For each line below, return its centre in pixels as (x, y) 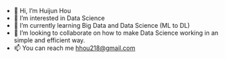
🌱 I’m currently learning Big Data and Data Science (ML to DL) (102, 25)
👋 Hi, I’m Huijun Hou (42, 11)
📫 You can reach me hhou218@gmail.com (74, 48)
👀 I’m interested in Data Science (59, 18)
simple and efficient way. (49, 40)
